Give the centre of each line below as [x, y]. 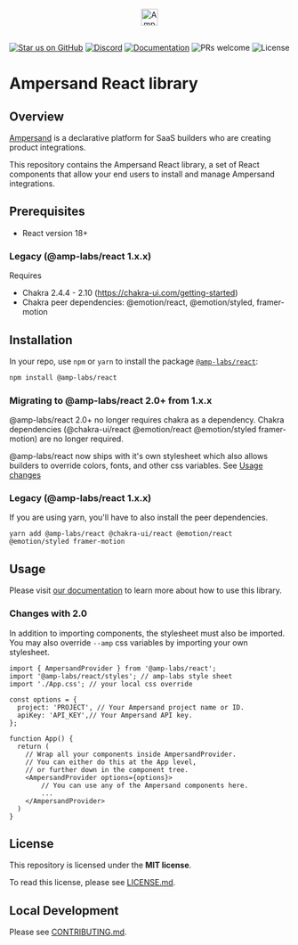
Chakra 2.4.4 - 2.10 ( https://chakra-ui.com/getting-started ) [130, 293]
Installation [41, 340]
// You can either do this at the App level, [111, 762]
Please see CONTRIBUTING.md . [68, 932]
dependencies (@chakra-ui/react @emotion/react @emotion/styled [133, 430]
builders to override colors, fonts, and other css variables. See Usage [137, 465]
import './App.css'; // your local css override [101, 684]
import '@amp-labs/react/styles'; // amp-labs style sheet [121, 676]
